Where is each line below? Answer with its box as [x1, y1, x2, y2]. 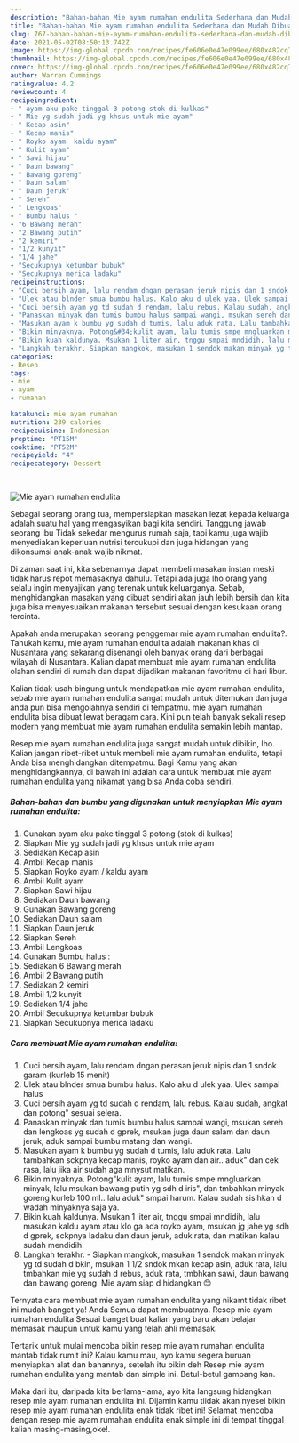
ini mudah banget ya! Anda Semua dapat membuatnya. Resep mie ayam [10, 1304, 273, 1315]
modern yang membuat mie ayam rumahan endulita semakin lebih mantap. [10, 721, 283, 731]
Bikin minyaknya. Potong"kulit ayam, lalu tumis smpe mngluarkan [22, 1173, 261, 1184]
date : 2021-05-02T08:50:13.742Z [10, 37, 130, 47]
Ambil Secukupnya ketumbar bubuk [22, 1007, 154, 1019]
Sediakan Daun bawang [22, 894, 110, 905]
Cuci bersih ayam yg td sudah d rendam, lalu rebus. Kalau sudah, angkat [22, 1098, 288, 1108]
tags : [10, 368, 30, 378]
